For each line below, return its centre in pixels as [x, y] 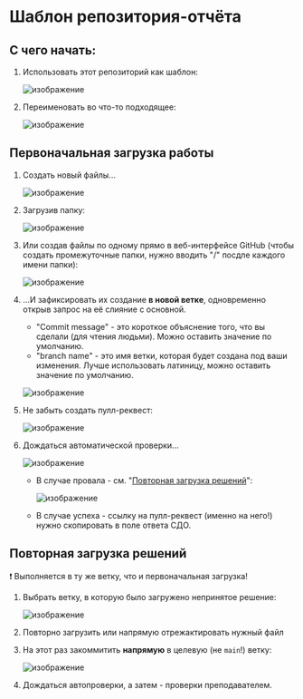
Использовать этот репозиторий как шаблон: [110, 72]
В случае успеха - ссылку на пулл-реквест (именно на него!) [154, 515]
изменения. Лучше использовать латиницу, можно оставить [153, 365]
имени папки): [50, 264]
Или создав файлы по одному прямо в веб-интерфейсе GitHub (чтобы [158, 245]
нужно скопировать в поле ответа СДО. [114, 525]
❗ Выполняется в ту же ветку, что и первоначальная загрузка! [129, 576]
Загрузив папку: [54, 209]
